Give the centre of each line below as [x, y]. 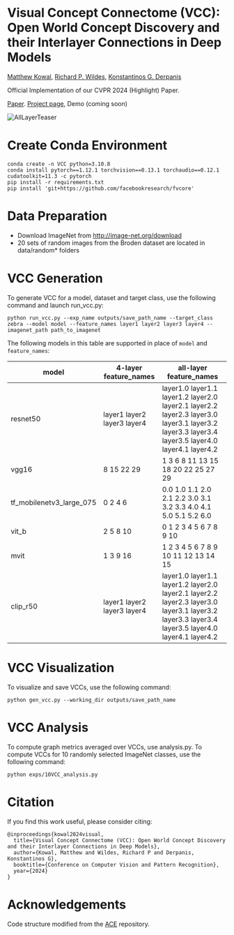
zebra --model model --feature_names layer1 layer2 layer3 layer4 [106, 324]
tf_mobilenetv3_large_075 [54, 502]
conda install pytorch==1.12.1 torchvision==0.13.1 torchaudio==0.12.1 [113, 170]
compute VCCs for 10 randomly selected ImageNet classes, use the [104, 754]
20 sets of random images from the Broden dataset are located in [111, 243]
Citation [31, 802]
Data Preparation [57, 216]
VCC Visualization [61, 667]
